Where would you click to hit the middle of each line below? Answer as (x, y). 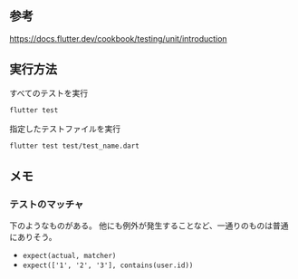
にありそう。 (33, 237)
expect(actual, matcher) (69, 256)
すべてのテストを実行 (49, 92)
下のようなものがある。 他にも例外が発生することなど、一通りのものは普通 (149, 226)
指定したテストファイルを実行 (65, 129)
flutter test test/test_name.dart (75, 146)
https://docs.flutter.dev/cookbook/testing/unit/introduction (119, 38)
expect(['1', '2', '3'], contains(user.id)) (108, 265)
